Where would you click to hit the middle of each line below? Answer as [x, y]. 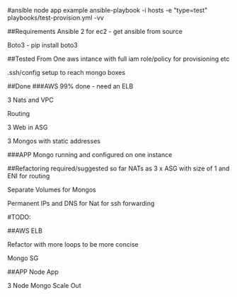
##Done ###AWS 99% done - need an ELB [70, 86]
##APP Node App [33, 272]
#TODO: [19, 217]
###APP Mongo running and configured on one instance [90, 155]
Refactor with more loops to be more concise [73, 244]
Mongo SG [23, 258]
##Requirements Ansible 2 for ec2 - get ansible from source [95, 31]
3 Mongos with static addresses [54, 141]
